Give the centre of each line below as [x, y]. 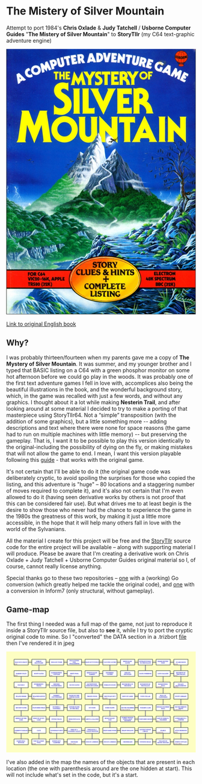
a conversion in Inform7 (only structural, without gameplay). [80, 591]
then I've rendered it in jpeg [41, 643]
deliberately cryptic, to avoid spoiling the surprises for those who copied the [101, 478]
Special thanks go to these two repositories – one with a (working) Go [93, 578]
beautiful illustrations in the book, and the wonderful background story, [94, 389]
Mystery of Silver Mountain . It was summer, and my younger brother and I [99, 364]
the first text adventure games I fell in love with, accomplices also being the [100, 383]
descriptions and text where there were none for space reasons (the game [98, 428]
